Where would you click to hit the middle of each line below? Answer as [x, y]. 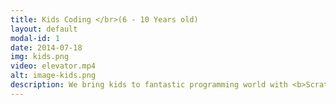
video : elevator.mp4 [53, 66]
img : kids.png [40, 57]
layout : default [44, 29]
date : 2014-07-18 [46, 47]
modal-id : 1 [35, 38]
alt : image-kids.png [53, 76]
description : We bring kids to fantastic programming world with [149, 85]
